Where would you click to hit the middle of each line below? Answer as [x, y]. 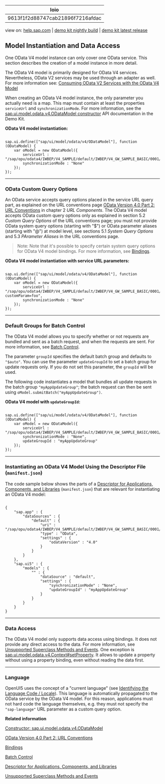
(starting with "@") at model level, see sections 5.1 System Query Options [79, 231]
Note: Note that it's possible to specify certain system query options [86, 246]
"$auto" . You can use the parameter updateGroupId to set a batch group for [81, 362]
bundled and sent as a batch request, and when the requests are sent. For [80, 342]
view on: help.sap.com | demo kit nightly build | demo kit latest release [76, 30]
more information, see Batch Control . [42, 347]
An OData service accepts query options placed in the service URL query [79, 200]
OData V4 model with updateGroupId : [43, 402]
